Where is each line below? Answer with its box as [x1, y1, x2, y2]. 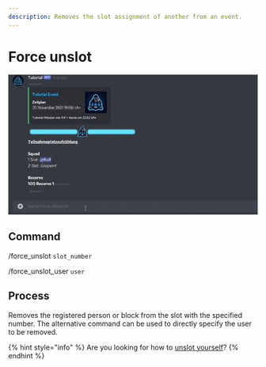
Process [8, 289, 50, 303]
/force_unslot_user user [8, 266, 85, 276]
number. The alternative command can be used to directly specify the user [8, 319, 252, 328]
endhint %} [8, 350, 45, 360]
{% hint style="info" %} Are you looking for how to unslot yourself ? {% [8, 342, 239, 352]
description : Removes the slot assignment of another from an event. [8, 13, 243, 21]
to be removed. [8, 327, 58, 336]
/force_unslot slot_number [8, 251, 93, 260]
